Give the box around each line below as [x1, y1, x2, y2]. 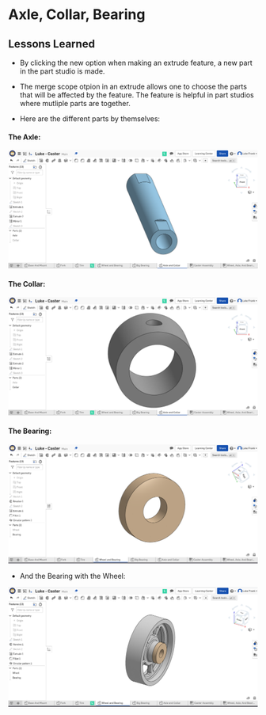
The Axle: [8, 132, 41, 142]
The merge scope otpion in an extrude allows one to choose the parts [19, 82, 248, 91]
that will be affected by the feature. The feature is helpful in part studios [19, 90, 255, 100]
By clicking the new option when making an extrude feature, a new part [19, 58, 253, 67]
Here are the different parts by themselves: [19, 114, 161, 124]
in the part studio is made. [19, 67, 105, 76]
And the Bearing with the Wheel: [19, 572, 126, 581]
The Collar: [8, 279, 46, 288]
